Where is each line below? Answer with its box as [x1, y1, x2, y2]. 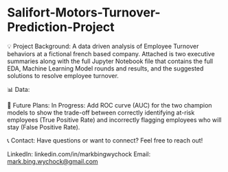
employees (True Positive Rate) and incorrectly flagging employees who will [7, 115, 222, 124]
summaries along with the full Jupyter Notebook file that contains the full [7, 57, 214, 65]
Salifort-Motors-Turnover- [7, 5, 161, 21]
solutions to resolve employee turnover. [7, 71, 119, 79]
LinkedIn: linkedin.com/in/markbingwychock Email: [7, 149, 151, 158]
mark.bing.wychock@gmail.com [7, 157, 98, 165]
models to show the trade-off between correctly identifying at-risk [7, 108, 195, 116]
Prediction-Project [7, 19, 115, 35]
